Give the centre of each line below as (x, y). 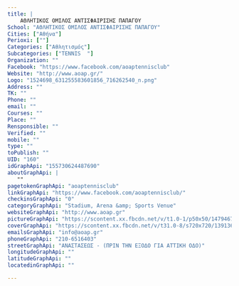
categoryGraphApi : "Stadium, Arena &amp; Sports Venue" (92, 206)
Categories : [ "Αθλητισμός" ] (49, 47)
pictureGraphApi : (33, 219)
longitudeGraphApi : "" (41, 252)
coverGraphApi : (30, 226)
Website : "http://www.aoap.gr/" (55, 73)
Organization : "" (33, 60)
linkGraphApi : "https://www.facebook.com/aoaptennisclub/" (97, 193)
